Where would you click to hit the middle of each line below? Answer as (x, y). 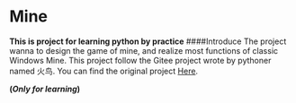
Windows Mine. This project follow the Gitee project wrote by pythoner (140, 60)
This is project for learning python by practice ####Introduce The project (148, 41)
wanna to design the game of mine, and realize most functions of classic (144, 50)
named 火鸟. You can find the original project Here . (104, 71)
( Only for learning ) (45, 89)
